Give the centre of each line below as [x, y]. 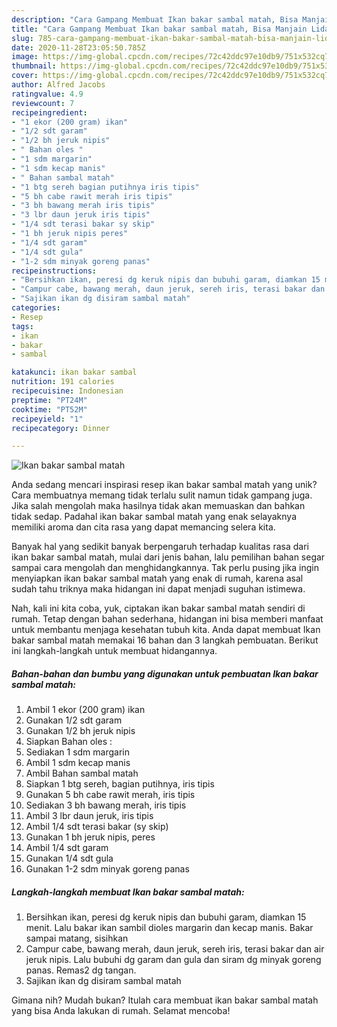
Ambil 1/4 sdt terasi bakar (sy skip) [97, 827]
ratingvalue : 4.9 [47, 94]
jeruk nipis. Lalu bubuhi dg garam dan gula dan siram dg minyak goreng [173, 960]
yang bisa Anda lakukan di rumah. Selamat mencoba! [121, 1011]
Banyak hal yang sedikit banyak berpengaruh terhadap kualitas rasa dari [160, 547]
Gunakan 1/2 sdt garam [74, 720]
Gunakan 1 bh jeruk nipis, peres [90, 837]
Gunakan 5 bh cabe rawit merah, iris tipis [110, 795]
